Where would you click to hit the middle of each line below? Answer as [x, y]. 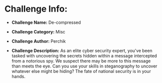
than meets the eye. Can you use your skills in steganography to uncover [84, 66]
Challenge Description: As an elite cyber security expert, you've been [82, 50]
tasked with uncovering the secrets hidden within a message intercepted [84, 56]
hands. [18, 76]
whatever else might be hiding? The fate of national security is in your [81, 71]
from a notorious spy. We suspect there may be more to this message [81, 61]
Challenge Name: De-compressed [46, 22]
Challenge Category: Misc [38, 32]
